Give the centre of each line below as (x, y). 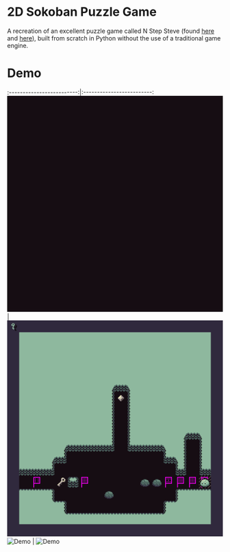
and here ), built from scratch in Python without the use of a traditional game (114, 38)
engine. (18, 45)
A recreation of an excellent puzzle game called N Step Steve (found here (111, 31)
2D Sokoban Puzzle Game (82, 12)
